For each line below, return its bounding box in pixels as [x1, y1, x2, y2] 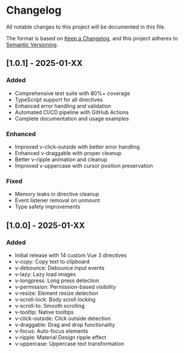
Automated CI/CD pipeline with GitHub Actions [14, 108, 129, 116]
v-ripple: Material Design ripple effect [14, 333, 107, 341]
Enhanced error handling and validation [14, 102, 112, 109]
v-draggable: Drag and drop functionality [14, 321, 116, 328]
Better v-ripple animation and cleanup [14, 156, 108, 163]
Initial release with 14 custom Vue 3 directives [14, 251, 127, 259]
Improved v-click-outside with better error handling [14, 143, 141, 150]
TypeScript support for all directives [14, 96, 103, 103]
